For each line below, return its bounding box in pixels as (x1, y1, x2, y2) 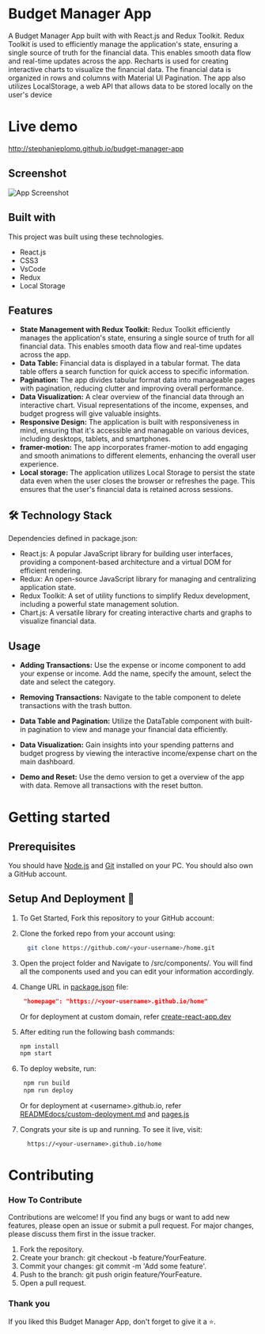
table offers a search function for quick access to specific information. (19, 367, 249, 376)
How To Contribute (8, 1195, 82, 1206)
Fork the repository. (19, 1244, 85, 1254)
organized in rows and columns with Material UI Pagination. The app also (8, 73, 246, 82)
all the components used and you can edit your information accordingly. (19, 966, 255, 976)
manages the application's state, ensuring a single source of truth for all (19, 333, 255, 343)
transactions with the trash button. (19, 700, 132, 710)
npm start (19, 1050, 53, 1058)
